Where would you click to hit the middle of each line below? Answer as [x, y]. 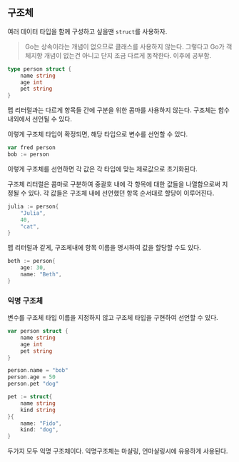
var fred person [31, 148]
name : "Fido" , [41, 423]
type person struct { [40, 69]
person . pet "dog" [33, 384]
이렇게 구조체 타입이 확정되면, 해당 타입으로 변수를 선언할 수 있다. [98, 134]
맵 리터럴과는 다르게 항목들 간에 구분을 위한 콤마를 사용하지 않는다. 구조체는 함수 [119, 110]
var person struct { [38, 331]
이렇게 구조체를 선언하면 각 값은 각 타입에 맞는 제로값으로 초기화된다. [102, 169]
